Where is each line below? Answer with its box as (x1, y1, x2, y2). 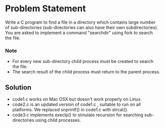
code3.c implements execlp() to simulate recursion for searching (12, 112, 144, 118)
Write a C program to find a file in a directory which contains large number (5, 19, 156, 25)
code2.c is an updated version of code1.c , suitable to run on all (12, 101, 141, 107)
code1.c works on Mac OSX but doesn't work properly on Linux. (12, 96, 142, 102)
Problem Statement (5, 3, 86, 14)
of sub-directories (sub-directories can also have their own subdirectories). (5, 24, 159, 30)
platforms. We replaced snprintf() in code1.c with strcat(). (12, 107, 129, 113)
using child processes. (35, 117, 81, 123)
